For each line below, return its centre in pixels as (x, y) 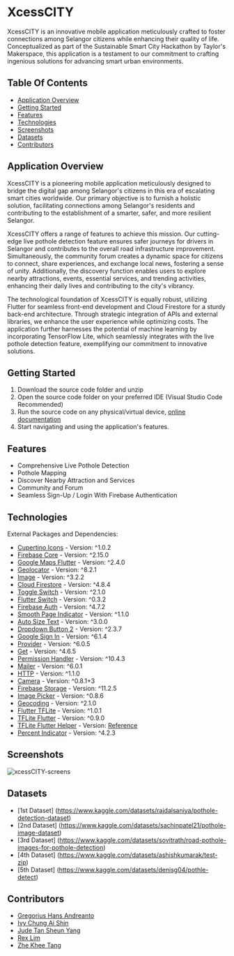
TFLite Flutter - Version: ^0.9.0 (61, 718)
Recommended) (40, 405)
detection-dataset (43, 818)
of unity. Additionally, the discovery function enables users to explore (107, 271)
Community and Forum (50, 488)
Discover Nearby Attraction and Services (76, 480)
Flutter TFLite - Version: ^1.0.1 (60, 710)
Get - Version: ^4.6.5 (47, 651)
